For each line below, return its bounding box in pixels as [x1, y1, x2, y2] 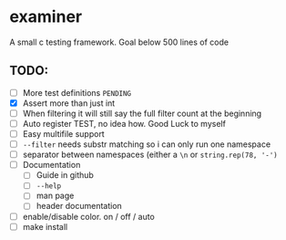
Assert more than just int [22, 98, 116, 109]
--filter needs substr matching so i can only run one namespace [22, 139, 271, 150]
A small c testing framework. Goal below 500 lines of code [9, 37, 230, 47]
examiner [9, 6, 83, 27]
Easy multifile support [22, 129, 105, 139]
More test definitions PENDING [22, 87, 132, 98]
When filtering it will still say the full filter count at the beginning [22, 108, 262, 119]
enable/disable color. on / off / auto [22, 211, 155, 222]
